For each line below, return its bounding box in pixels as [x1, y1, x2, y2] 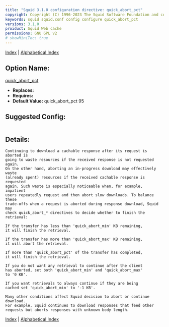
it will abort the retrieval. [5, 241, 69, 246]
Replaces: [12, 87, 34, 93]
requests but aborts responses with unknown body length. [5, 307, 129, 313]
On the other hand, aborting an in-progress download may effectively [5, 166, 156, 172]
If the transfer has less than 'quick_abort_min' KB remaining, [5, 224, 143, 229]
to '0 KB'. [5, 272, 28, 278]
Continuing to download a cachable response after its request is [5, 148, 147, 154]
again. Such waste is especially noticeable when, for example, [5, 184, 143, 189]
